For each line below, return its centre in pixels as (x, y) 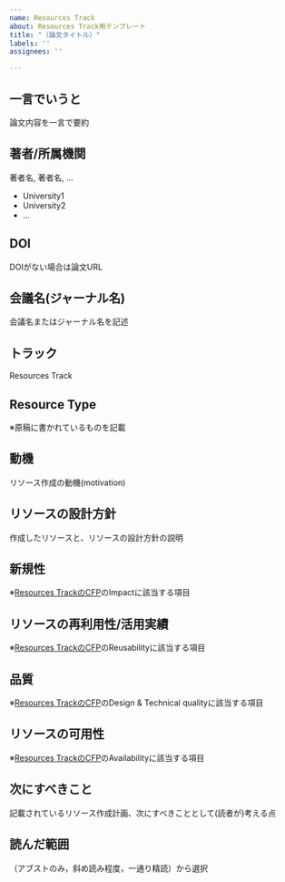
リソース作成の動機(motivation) (68, 482)
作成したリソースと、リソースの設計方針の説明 (97, 537)
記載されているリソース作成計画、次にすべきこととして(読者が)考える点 (143, 813)
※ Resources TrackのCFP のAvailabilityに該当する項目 (107, 757)
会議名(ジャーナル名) (67, 298)
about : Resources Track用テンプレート (78, 26)
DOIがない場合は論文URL (56, 267)
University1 (44, 196)
